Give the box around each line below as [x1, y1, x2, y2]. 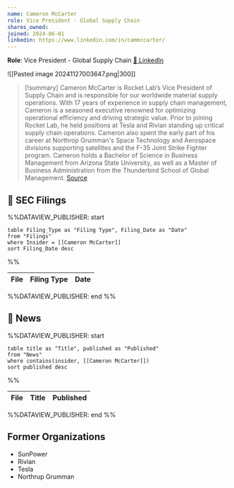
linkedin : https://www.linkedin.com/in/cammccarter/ [7, 37, 166, 44]
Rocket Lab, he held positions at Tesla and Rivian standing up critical [24, 121, 224, 129]
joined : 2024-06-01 [7, 30, 65, 37]
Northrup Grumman [17, 472, 75, 481]
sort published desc [7, 364, 68, 371]
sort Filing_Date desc [7, 245, 74, 252]
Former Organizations [7, 431, 106, 443]
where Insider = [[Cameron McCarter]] [7, 238, 121, 246]
